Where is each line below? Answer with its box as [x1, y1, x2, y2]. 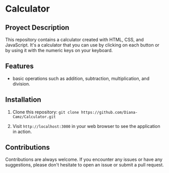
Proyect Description [5, 23, 70, 32]
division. [12, 80, 30, 87]
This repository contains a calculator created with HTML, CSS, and [5, 36, 144, 42]
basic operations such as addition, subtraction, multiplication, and [12, 75, 150, 81]
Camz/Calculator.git [12, 114, 56, 119]
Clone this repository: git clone [12, 109, 79, 115]
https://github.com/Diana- [81, 110, 138, 115]
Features [5, 62, 34, 71]
